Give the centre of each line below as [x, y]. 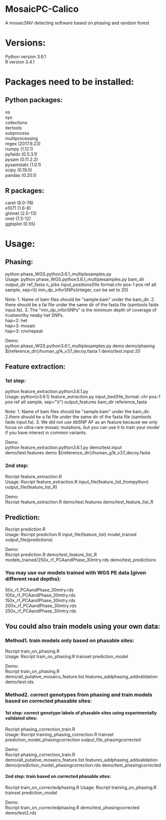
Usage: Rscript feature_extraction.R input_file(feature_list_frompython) [77, 482]
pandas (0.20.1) [21, 175]
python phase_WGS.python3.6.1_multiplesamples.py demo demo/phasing [80, 346]
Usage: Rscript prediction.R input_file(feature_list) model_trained [71, 535]
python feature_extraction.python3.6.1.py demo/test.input [64, 447]
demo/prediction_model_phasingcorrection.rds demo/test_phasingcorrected [83, 765]
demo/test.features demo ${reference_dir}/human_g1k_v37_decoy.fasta [78, 453]
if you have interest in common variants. [46, 433]
